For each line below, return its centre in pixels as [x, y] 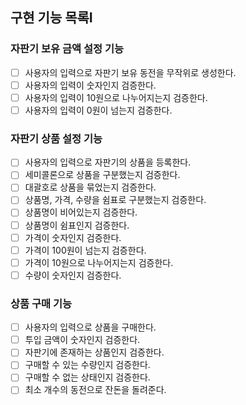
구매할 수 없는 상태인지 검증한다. [87, 377]
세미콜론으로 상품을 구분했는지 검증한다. [102, 175]
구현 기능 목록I [51, 18]
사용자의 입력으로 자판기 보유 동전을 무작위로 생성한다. [130, 72]
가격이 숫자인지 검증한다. [73, 237]
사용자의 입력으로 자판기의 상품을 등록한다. [108, 162]
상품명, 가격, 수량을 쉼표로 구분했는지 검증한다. [115, 200]
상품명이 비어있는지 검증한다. [81, 212]
